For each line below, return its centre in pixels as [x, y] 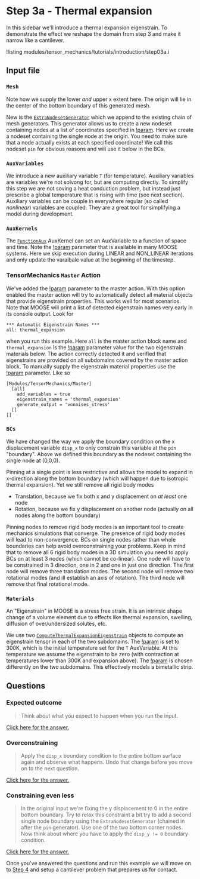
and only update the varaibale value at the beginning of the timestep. [91, 260]
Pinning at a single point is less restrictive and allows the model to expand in [100, 472]
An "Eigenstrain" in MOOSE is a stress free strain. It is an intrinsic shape [94, 611]
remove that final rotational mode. [48, 584]
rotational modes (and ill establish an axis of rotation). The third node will [96, 577]
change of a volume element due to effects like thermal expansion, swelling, [99, 617]
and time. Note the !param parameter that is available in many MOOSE [92, 247]
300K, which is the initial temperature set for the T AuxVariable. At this [92, 648]
